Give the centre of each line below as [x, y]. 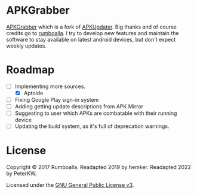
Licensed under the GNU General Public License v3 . [70, 185]
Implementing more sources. [50, 86]
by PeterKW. [21, 174]
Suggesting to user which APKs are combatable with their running [96, 113]
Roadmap [30, 70]
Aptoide [33, 93]
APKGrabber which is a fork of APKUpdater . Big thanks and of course [92, 27]
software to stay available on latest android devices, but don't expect [91, 39]
